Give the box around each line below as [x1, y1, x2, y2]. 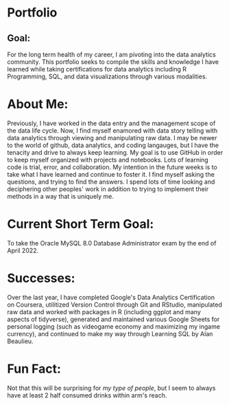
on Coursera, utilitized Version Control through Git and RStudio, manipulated [7, 300, 223, 309]
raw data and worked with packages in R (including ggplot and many [7, 307, 201, 316]
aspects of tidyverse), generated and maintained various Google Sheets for [7, 315, 220, 323]
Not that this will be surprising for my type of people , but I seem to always [7, 384, 216, 392]
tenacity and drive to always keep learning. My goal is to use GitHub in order [7, 148, 224, 156]
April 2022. [7, 246, 39, 254]
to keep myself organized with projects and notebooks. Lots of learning [7, 155, 209, 164]
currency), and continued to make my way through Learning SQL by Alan [7, 329, 213, 338]
